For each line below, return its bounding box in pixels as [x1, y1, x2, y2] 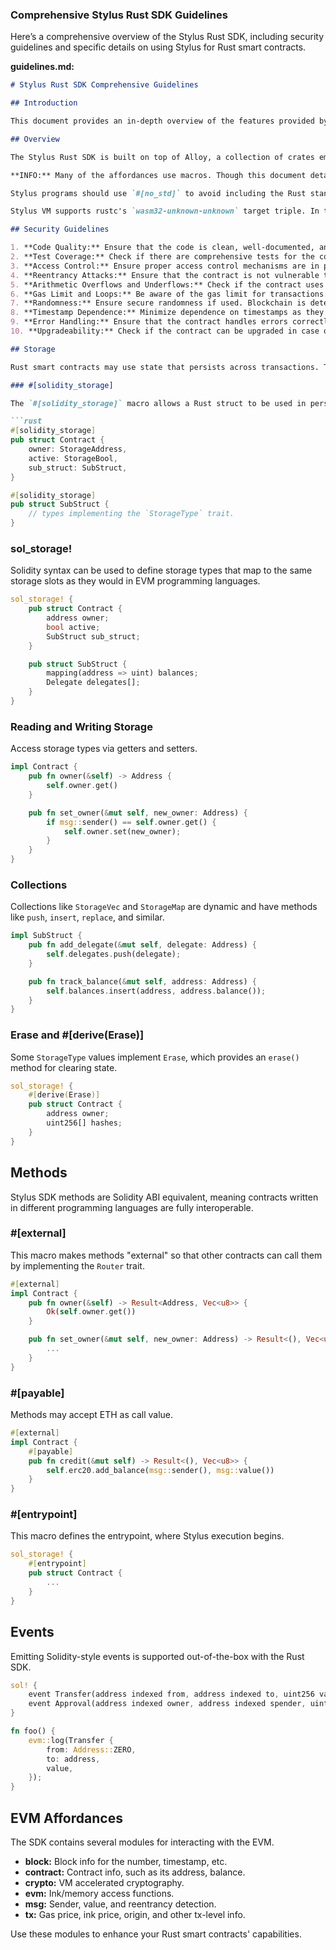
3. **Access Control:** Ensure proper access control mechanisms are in [10, 261, 320, 271]
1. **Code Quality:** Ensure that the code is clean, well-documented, [10, 243, 315, 253]
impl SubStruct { [10, 931, 83, 941]
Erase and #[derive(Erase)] [10, 1028, 145, 1042]
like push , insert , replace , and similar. [10, 911, 165, 923]
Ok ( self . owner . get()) [46, 1307, 137, 1317]
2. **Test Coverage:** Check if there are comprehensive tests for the [10, 252, 315, 262]
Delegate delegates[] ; [46, 678, 141, 688]
